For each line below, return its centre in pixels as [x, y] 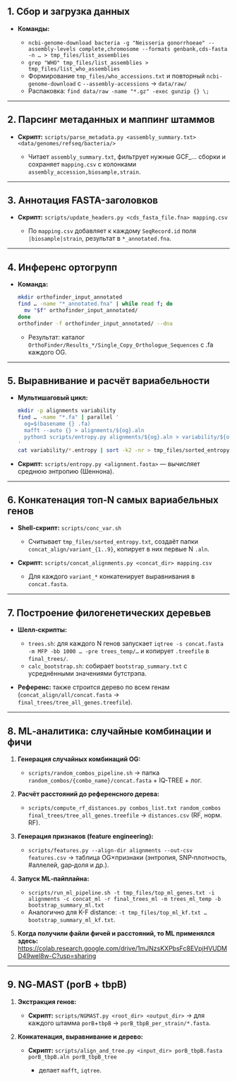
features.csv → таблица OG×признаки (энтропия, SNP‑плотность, [127, 858]
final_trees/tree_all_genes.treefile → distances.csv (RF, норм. [125, 815]
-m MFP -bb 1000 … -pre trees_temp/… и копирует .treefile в [119, 651]
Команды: [34, 28]
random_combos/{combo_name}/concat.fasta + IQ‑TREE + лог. [115, 780]
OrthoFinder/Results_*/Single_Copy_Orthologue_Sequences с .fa [121, 345]
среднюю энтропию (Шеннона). [66, 471]
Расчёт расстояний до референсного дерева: [89, 794]
